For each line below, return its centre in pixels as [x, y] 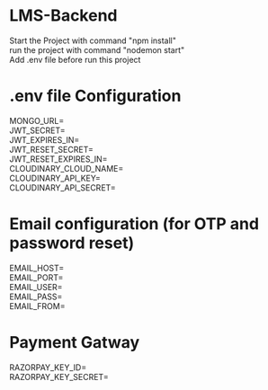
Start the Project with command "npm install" [93, 40]
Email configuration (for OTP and [134, 224]
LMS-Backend [63, 16]
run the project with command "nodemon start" [97, 49]
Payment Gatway [75, 342]
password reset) [72, 243]
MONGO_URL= [37, 120]
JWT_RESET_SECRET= [52, 149]
